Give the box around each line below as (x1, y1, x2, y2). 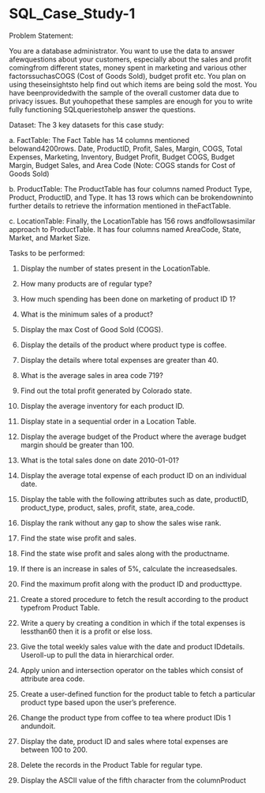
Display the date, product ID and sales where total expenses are (20, 736, 229, 746)
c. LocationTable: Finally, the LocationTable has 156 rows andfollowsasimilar (9, 216, 256, 226)
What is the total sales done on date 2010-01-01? (20, 455, 180, 465)
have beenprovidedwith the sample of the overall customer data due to (9, 88, 240, 97)
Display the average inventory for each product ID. (20, 401, 185, 410)
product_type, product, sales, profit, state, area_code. (20, 503, 196, 512)
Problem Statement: (9, 31, 74, 40)
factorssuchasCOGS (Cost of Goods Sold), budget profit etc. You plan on (9, 71, 247, 80)
